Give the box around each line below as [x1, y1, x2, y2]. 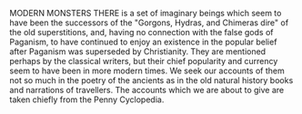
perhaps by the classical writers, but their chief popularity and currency [9, 56, 278, 66]
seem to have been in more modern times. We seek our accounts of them [9, 65, 285, 76]
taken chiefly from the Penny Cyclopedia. [9, 94, 165, 105]
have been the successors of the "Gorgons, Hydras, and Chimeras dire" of [9, 17, 289, 28]
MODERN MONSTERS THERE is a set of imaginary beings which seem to [9, 8, 282, 18]
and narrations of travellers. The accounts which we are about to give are [9, 85, 285, 95]
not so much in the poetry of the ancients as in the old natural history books [9, 75, 294, 85]
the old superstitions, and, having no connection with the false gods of [9, 27, 274, 37]
